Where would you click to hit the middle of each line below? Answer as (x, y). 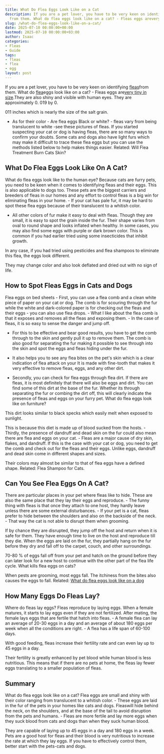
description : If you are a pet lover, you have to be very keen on (75, 14)
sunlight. (14, 418)
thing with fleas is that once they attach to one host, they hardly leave (75, 506)
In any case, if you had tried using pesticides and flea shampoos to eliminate (82, 250)
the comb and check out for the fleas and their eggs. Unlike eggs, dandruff (80, 448)
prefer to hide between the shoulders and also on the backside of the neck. (81, 516)
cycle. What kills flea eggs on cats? (41, 566)
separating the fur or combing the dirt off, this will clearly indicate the (82, 393)
